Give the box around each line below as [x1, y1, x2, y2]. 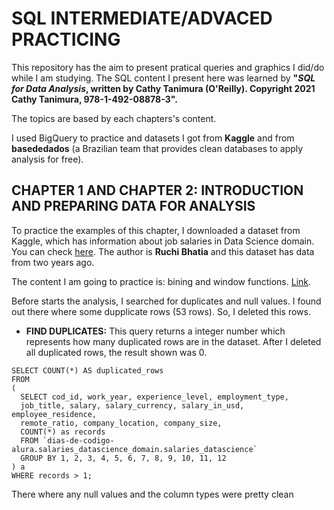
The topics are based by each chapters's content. [11, 112, 217, 124]
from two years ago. [11, 256, 95, 268]
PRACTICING [11, 28, 121, 51]
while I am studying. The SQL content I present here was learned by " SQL [11, 72, 316, 84]
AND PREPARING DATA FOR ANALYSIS [11, 198, 256, 215]
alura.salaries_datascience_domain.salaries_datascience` [11, 444, 258, 454]
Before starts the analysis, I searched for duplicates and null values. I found [11, 295, 322, 307]
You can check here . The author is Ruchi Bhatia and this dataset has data [11, 245, 315, 257]
